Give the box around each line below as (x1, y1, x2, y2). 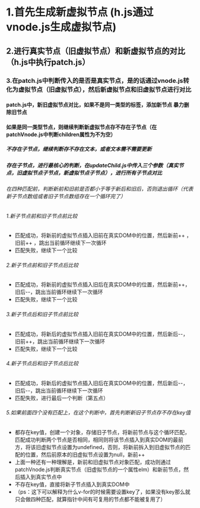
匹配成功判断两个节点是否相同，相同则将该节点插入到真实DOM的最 (14, 436, 179, 444)
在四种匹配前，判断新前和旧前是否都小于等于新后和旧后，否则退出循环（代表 (6, 185, 193, 192)
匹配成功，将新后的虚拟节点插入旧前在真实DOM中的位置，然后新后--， (14, 330, 189, 337)
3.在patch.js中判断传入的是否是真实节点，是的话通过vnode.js (6, 76, 183, 85)
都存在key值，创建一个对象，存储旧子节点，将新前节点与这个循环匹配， (14, 429, 190, 436)
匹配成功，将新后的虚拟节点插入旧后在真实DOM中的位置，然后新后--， (14, 379, 189, 387)
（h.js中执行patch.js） (6, 57, 90, 67)
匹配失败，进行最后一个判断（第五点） (14, 394, 109, 401)
